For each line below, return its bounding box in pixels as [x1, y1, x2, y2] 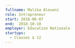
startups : [5, 30, 26, 35]
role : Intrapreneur [5, 12, 46, 17]
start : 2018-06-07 [5, 16, 43, 21]
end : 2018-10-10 [5, 21, 41, 26]
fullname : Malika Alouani [5, 7, 59, 12]
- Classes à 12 [9, 35, 41, 40]
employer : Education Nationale [5, 26, 70, 31]
